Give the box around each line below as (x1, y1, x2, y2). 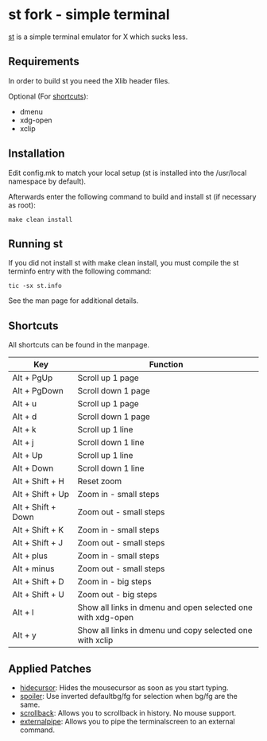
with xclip (77, 634, 114, 646)
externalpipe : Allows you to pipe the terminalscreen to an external (19, 717, 236, 726)
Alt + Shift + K (12, 525, 64, 536)
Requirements (8, 55, 79, 68)
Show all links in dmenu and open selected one (77, 602, 253, 613)
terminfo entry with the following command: (8, 266, 152, 276)
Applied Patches (8, 661, 91, 675)
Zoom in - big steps (77, 576, 153, 588)
